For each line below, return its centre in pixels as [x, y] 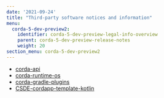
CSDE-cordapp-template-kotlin [55, 88]
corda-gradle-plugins [42, 82]
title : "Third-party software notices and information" [79, 18]
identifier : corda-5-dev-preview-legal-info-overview [88, 35]
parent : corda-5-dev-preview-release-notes [74, 40]
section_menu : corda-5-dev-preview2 [53, 52]
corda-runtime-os [38, 75]
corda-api [28, 69]
